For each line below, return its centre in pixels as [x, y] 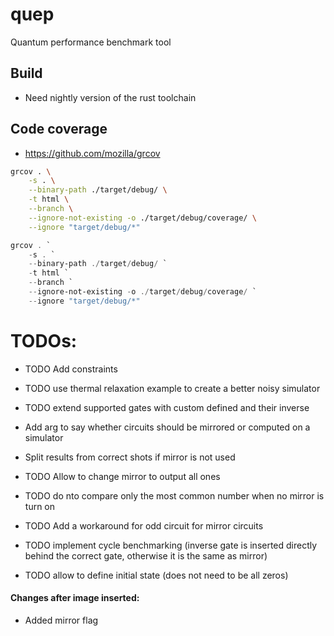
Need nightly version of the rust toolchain [110, 97]
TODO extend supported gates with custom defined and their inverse [167, 407]
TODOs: [44, 341]
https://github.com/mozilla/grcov [92, 153]
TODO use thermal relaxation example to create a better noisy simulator [172, 388]
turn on [40, 506]
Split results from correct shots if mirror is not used [130, 457]
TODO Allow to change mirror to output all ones [122, 476]
